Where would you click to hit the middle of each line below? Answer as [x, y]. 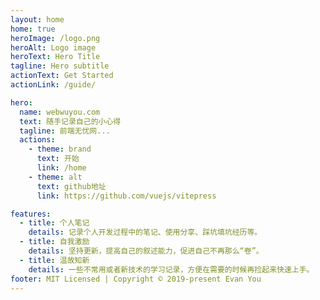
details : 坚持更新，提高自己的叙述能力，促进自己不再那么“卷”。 [146, 251]
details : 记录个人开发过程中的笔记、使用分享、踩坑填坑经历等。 [145, 232]
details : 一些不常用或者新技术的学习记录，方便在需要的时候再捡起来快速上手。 [171, 269]
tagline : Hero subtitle [60, 66]
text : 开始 [58, 159]
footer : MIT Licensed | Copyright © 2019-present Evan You [136, 279]
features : [31, 214]
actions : [37, 140]
